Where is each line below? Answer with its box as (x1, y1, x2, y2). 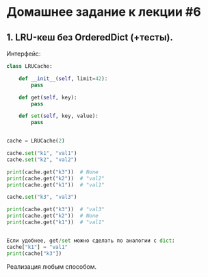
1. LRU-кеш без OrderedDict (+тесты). (6, 32, 174, 43)
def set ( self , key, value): (18, 112, 99, 120)
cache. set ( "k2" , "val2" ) (6, 156, 77, 163)
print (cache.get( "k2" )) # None (6, 213, 99, 219)
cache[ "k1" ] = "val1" (6, 243, 68, 250)
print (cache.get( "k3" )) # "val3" (6, 206, 105, 213)
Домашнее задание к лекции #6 (6, 4, 201, 20)
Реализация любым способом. (6, 262, 97, 271)
